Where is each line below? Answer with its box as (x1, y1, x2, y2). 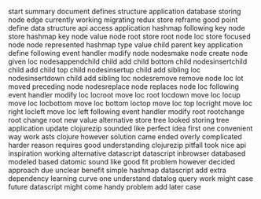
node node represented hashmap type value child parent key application (8, 40, 244, 50)
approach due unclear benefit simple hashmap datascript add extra (8, 165, 226, 175)
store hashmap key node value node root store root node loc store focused (8, 31, 252, 41)
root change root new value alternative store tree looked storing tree (8, 116, 230, 124)
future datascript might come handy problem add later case (8, 182, 202, 191)
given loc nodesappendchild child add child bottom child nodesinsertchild (8, 57, 248, 66)
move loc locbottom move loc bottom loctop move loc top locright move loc (8, 98, 253, 108)
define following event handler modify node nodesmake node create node (8, 49, 248, 57)
